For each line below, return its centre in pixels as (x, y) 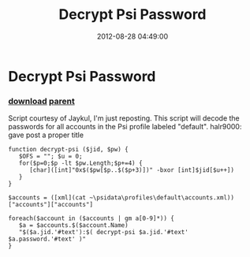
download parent (41, 101)
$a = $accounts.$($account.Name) (73, 225)
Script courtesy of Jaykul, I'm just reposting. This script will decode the (124, 118)
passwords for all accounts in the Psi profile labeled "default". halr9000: (125, 127)
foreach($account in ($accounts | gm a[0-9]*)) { (91, 218)
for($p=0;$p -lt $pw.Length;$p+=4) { (81, 163)
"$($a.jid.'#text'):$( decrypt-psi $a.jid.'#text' (104, 233)
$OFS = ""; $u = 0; (50, 156)
